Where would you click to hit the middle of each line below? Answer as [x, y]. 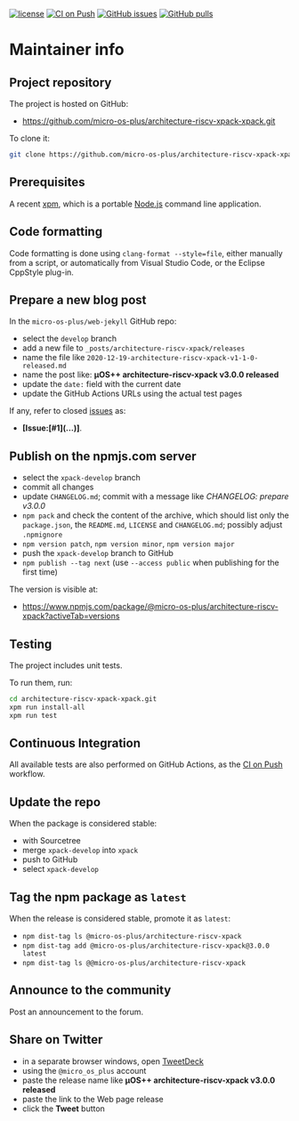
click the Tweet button [63, 1109]
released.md [44, 366]
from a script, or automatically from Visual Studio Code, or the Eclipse [137, 262]
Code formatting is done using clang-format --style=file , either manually [146, 253]
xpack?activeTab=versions [71, 616]
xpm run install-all [48, 707]
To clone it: [30, 138]
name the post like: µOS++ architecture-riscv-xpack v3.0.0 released [150, 375]
